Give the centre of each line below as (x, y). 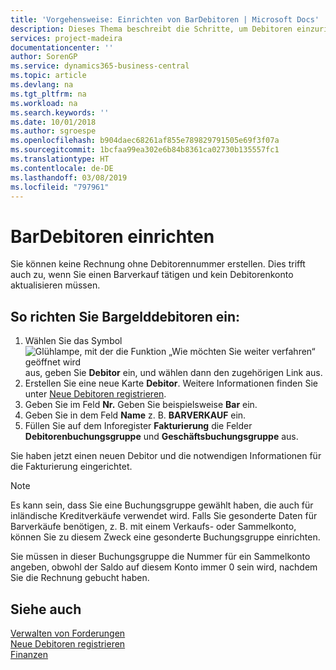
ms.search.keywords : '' (60, 112)
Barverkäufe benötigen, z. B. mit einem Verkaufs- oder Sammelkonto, (153, 527)
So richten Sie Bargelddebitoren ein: (125, 316)
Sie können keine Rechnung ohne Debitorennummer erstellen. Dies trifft (158, 264)
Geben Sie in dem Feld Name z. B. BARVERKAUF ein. (135, 415)
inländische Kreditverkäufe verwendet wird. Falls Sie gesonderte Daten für (164, 516)
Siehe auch (46, 609)
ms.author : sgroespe (53, 131)
